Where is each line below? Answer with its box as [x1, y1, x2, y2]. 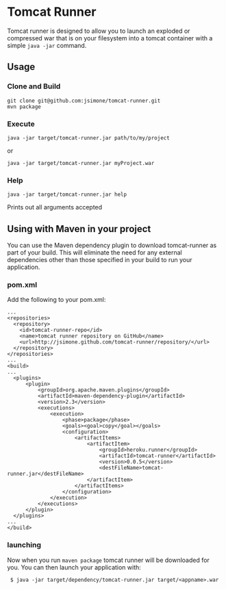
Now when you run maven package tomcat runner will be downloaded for [7, 556, 210, 564]
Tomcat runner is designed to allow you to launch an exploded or [7, 27, 190, 35]
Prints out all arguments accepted [7, 203, 103, 211]
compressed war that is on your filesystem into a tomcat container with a [7, 34, 213, 42]
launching [7, 540, 42, 550]
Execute [7, 119, 36, 129]
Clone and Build [7, 81, 61, 91]
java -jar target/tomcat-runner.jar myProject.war [7, 159, 155, 166]
